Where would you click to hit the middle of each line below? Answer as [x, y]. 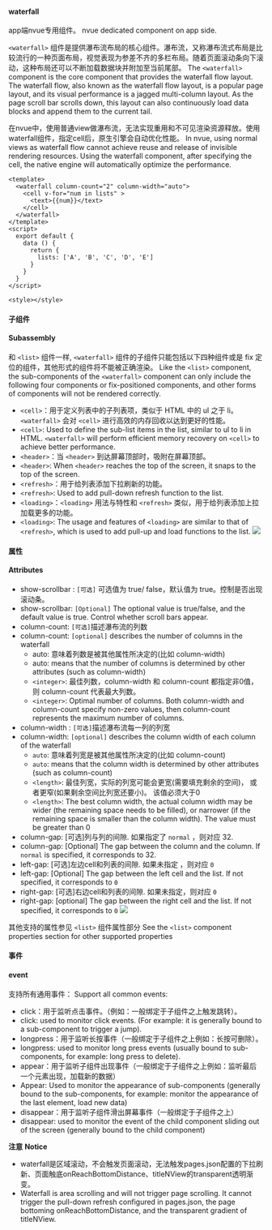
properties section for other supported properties [91, 936]
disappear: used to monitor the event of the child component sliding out [140, 1121]
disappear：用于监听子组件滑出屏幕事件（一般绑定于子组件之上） [129, 1112]
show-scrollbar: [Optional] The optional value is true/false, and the [132, 608]
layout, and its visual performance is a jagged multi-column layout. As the [131, 94]
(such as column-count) [72, 772]
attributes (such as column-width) [89, 671]
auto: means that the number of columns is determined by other [138, 663]
